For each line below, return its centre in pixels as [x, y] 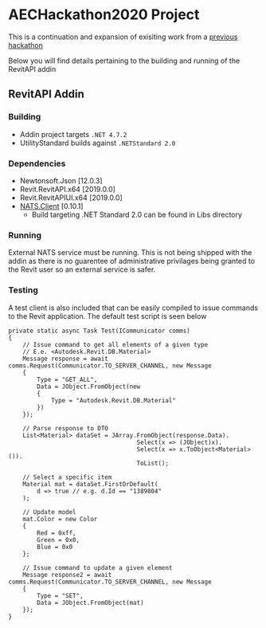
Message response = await [66, 359]
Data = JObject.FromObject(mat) [91, 602]
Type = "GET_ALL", [67, 379]
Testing [23, 290]
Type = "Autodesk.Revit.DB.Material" [113, 400]
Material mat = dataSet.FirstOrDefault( [90, 484]
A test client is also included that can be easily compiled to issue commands [133, 308]
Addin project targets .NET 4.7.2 [73, 134]
